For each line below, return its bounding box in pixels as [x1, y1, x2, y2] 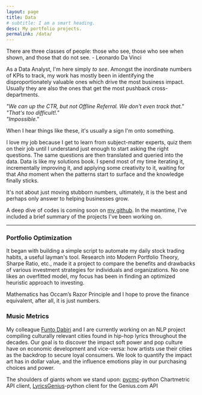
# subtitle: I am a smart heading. [6, 20, 96, 26]
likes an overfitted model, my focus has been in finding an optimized [6, 273, 176, 280]
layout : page [6, 8, 39, 15]
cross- [151, 85, 168, 92]
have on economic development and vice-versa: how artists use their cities [6, 345, 192, 352]
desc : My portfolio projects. [6, 25, 82, 32]
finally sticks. [6, 177, 39, 184]
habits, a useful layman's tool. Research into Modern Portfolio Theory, [6, 253, 179, 261]
